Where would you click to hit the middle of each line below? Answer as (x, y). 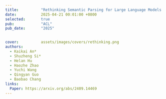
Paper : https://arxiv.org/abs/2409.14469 (53, 88)
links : (12, 84)
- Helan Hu (21, 60)
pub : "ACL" (29, 24)
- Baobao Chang (25, 79)
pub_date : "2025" (30, 28)
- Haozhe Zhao (24, 65)
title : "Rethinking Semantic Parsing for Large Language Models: (84, 10)
